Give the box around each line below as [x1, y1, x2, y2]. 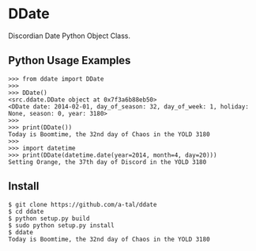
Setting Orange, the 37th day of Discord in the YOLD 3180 [8, 158, 207, 166]
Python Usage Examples [8, 54, 131, 67]
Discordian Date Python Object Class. [8, 31, 130, 40]
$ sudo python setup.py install [8, 221, 115, 230]
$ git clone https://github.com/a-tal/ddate [8, 200, 157, 208]
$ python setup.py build [8, 215, 90, 222]
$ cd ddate [8, 207, 44, 215]
